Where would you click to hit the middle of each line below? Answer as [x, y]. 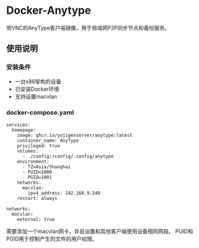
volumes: [28, 151]
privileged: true [39, 146]
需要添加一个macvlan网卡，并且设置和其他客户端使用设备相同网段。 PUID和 [100, 231]
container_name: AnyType [48, 141]
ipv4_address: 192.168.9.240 [64, 193]
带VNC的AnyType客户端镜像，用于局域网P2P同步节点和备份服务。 [88, 28]
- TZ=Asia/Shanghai [46, 167]
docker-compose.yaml [40, 112]
